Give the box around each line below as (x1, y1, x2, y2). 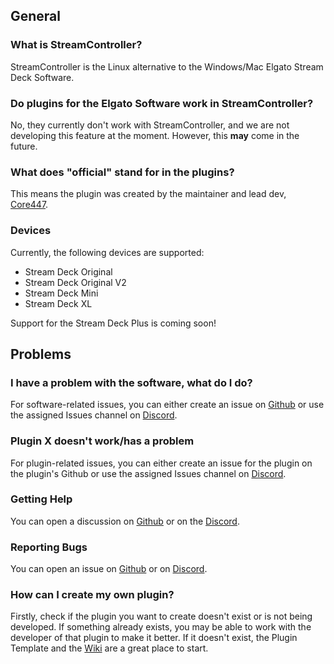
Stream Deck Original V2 (24, 276, 127, 288)
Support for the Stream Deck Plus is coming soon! (10, 317, 217, 329)
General (10, 8, 62, 25)
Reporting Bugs (10, 540, 88, 554)
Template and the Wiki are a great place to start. (10, 642, 209, 654)
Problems (10, 345, 72, 363)
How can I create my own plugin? (10, 588, 175, 602)
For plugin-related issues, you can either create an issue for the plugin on (10, 457, 313, 469)
